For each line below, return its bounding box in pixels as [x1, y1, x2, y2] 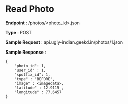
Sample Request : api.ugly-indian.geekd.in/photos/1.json [5, 39, 123, 45]
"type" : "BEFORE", [14, 76, 55, 81]
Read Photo [5, 3, 54, 15]
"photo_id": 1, [14, 63, 46, 68]
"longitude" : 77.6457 [14, 89, 62, 95]
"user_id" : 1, [14, 68, 46, 73]
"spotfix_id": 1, [14, 72, 51, 77]
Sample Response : [5, 49, 46, 55]
